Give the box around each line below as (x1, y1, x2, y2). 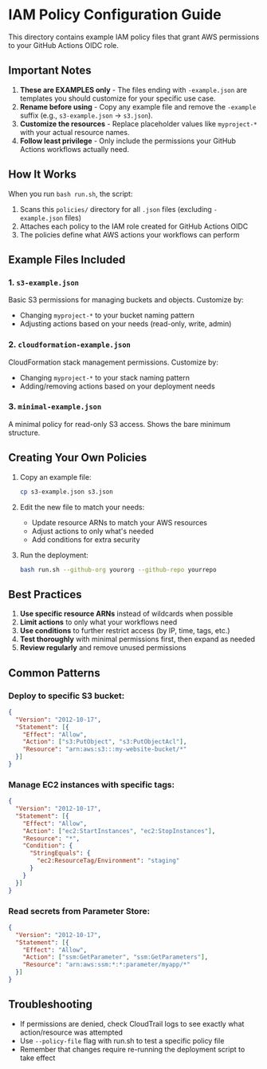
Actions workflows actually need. (19, 144, 130, 154)
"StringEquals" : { (29, 849, 91, 857)
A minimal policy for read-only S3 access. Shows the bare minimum (8, 419, 231, 429)
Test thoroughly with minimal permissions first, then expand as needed (19, 634, 256, 644)
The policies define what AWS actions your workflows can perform (19, 229, 241, 239)
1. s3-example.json (8, 277, 80, 288)
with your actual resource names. (19, 127, 130, 137)
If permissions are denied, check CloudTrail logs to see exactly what (19, 1019, 245, 1028)
